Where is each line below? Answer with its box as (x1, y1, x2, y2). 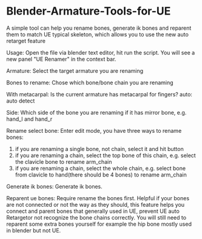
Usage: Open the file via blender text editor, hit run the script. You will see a (6, 49, 195, 56)
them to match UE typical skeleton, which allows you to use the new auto (6, 30, 189, 38)
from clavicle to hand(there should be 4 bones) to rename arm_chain (15, 171, 187, 178)
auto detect (6, 97, 35, 104)
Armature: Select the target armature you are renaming (6, 67, 144, 74)
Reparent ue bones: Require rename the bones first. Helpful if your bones (6, 194, 190, 201)
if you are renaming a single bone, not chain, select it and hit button (15, 145, 184, 152)
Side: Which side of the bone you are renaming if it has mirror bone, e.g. (6, 109, 187, 116)
